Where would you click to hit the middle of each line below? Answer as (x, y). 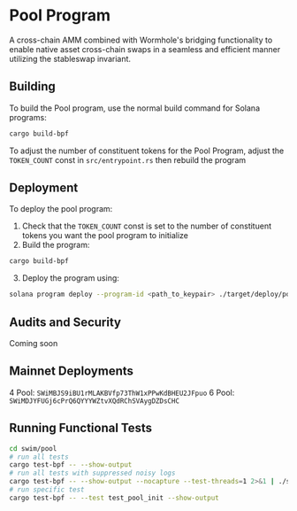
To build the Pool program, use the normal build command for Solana (135, 108)
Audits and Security (65, 322)
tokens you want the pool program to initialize (105, 236)
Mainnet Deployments (72, 372)
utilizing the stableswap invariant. (70, 58)
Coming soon (34, 343)
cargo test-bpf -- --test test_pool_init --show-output (114, 498)
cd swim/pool (33, 448)
